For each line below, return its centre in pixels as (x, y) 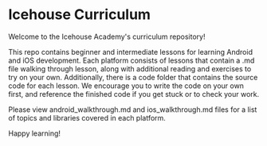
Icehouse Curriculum (80, 15)
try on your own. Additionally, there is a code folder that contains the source (133, 77)
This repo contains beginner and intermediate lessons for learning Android (131, 52)
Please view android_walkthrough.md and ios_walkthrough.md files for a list (133, 109)
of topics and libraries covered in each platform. (87, 117)
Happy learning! (35, 133)
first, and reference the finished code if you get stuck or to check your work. (134, 94)
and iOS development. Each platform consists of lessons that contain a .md (132, 60)
